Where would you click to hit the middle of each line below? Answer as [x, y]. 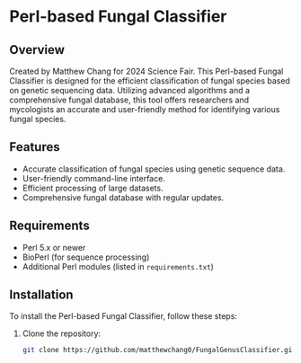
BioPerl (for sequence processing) [86, 257]
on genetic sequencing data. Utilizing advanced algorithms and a [129, 90]
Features [35, 147]
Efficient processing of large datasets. [93, 188]
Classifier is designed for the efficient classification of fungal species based [150, 81]
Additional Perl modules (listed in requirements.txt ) [118, 266]
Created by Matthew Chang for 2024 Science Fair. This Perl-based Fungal [146, 71]
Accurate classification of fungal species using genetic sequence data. [154, 169]
